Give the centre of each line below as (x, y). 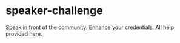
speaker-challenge (55, 11)
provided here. (24, 33)
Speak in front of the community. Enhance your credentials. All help (90, 27)
